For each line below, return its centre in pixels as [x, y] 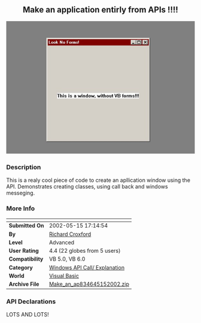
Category [21, 267]
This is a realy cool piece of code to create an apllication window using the [98, 180]
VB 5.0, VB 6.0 [67, 259]
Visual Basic [64, 276]
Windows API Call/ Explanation [86, 267]
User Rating [24, 251]
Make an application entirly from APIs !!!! [100, 10]
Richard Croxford [70, 234]
